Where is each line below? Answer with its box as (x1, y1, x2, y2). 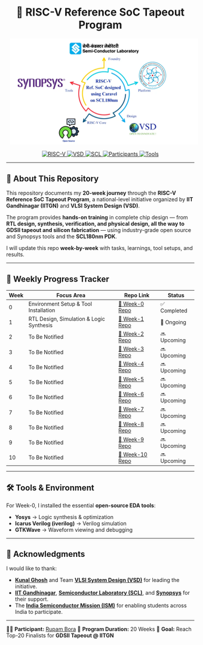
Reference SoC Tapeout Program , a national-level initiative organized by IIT (6, 196, 193, 203)
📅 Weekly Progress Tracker (6, 274, 109, 284)
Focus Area (56, 291, 85, 299)
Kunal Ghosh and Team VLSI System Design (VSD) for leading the (14, 577, 180, 584)
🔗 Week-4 (118, 360, 144, 367)
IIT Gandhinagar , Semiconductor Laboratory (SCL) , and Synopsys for (14, 589, 190, 596)
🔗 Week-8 (118, 421, 144, 428)
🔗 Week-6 (118, 390, 144, 397)
